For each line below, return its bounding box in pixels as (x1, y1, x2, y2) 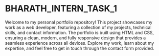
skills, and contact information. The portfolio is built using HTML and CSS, (5, 29, 154, 35)
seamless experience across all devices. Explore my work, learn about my (5, 40, 154, 46)
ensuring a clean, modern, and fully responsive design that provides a (5, 35, 146, 41)
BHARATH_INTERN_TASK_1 (5, 3, 117, 14)
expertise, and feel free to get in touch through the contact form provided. (5, 45, 154, 51)
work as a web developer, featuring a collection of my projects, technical (5, 24, 152, 30)
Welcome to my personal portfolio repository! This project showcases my (5, 19, 153, 25)
